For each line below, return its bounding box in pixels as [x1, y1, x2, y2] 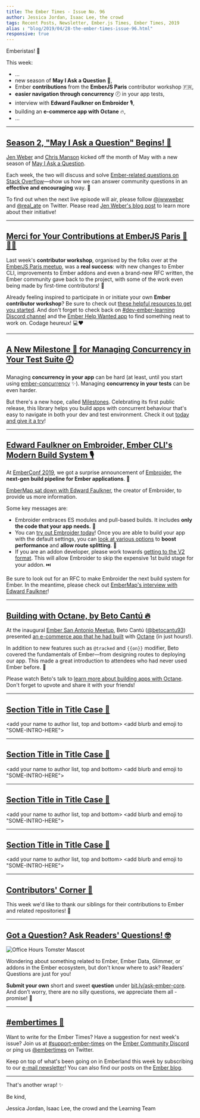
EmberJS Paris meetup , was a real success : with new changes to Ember [6, 262, 185, 270]
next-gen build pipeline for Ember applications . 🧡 [6, 475, 130, 482]
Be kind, [6, 1093, 27, 1100]
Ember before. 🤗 [6, 664, 46, 671]
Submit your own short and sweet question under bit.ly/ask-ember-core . [6, 982, 186, 989]
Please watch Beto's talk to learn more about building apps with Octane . [6, 675, 183, 682]
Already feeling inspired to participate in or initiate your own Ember [6, 294, 171, 301]
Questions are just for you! [6, 970, 71, 978]
